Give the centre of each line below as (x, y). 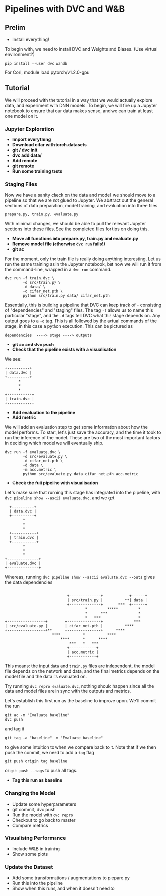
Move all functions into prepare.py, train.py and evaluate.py (75, 239)
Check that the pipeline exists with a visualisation (64, 350)
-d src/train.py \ (42, 283)
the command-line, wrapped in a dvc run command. (58, 270)
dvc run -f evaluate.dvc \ (33, 452)
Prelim (15, 28)
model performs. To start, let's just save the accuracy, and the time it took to (83, 432)
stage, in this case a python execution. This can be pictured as (69, 326)
